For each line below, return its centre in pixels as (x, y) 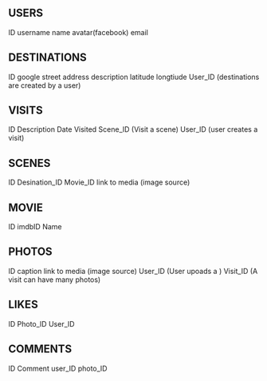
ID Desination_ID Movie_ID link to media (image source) (99, 182)
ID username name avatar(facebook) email (79, 32)
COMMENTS (40, 349)
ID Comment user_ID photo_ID (58, 368)
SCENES (29, 163)
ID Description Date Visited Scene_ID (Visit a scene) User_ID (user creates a (133, 129)
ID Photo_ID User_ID (41, 323)
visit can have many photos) (55, 280)
